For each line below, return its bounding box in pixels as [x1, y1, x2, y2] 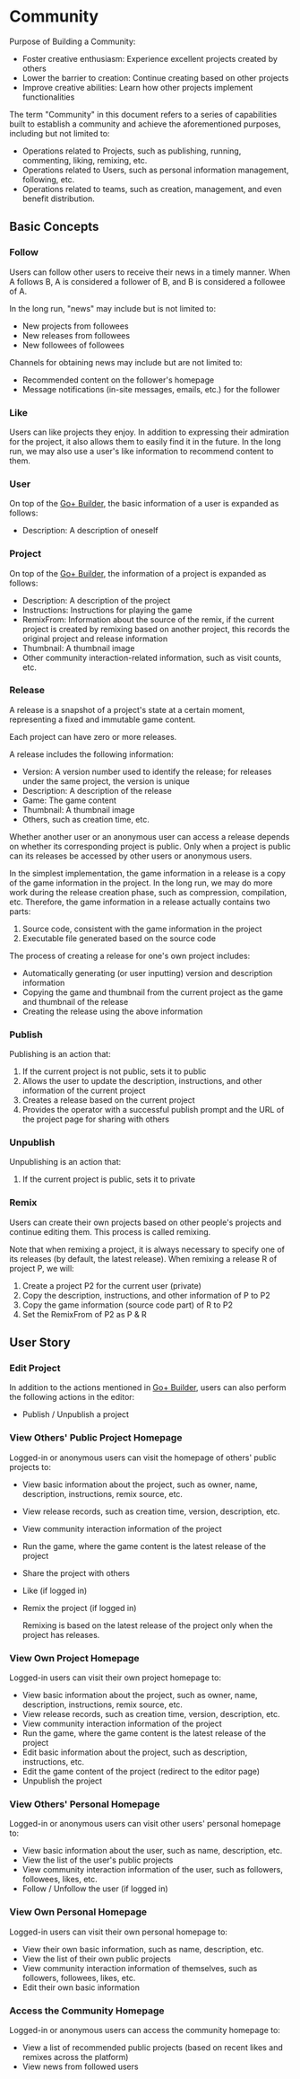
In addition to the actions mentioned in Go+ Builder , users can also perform [9, 1382, 287, 1393]
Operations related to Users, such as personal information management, [21, 164, 289, 175]
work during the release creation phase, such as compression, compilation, [9, 886, 287, 897]
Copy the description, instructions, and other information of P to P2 [21, 1290, 270, 1300]
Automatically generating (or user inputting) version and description [21, 967, 273, 978]
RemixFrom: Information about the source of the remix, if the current [21, 613, 275, 625]
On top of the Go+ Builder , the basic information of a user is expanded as [9, 498, 279, 509]
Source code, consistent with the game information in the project [21, 923, 262, 934]
